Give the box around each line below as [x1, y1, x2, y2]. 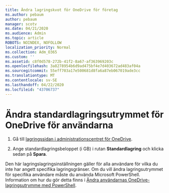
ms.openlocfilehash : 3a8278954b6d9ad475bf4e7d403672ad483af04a [5, 63, 141, 69]
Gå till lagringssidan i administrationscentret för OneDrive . [12, 136, 133, 142]
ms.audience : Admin [5, 31, 46, 36]
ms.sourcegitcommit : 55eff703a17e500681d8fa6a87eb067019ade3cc [5, 69, 141, 74]
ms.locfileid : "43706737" [5, 87, 59, 92]
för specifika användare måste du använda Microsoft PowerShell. [5, 172, 140, 178]
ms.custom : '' [5, 54, 35, 59]
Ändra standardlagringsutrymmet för [5, 109, 164, 120]
